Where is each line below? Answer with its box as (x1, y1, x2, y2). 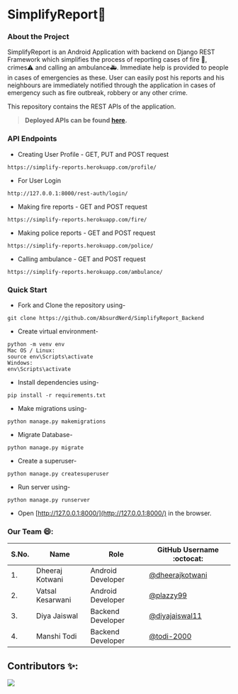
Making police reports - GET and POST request (17, 228, 156, 237)
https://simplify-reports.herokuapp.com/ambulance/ (7, 268, 163, 275)
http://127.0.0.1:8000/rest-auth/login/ (7, 189, 129, 197)
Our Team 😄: (7, 527, 54, 536)
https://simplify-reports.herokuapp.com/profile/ (7, 163, 157, 171)
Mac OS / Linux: (7, 347, 55, 354)
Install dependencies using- (17, 378, 99, 387)
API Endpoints (7, 134, 57, 144)
